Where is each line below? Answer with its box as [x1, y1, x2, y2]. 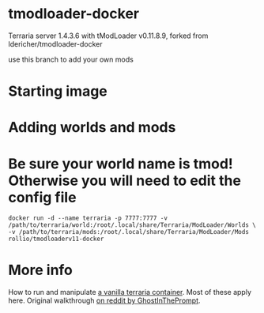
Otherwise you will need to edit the [8, 172, 241, 190]
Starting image [8, 82, 108, 100]
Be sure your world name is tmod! [8, 155, 233, 172]
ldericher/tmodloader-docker [8, 39, 103, 48]
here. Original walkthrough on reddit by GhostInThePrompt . [8, 296, 201, 305]
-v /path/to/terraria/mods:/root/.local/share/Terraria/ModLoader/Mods [8, 228, 249, 236]
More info [8, 262, 74, 279]
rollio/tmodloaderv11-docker [8, 235, 104, 243]
